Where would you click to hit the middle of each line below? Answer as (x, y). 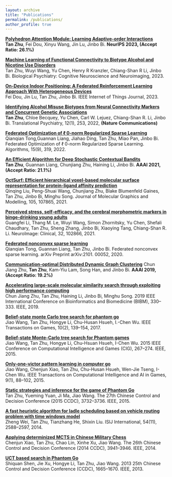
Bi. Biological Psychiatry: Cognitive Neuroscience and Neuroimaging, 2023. (85, 76)
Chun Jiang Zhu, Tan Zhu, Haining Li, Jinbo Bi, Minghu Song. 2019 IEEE (80, 296)
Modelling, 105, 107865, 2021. (37, 202)
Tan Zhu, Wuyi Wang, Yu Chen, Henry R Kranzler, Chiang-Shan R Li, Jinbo (83, 71)
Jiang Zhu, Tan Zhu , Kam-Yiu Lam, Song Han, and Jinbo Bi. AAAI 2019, (81, 270)
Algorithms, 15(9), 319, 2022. (36, 150)
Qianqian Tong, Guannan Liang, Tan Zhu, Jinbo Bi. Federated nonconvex (82, 249)
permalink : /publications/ (34, 19)
